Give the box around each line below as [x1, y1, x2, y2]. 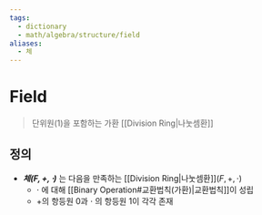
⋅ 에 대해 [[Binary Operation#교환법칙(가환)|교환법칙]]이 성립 [35, 184, 255, 195]
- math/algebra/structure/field [17, 30, 141, 39]
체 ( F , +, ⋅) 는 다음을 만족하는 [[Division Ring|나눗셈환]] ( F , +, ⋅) [22, 172, 243, 183]
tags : [9, 13, 30, 23]
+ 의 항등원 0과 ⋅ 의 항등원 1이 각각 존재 [35, 195, 174, 206]
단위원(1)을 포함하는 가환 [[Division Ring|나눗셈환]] [31, 118, 214, 128]
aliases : [9, 38, 43, 48]
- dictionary [17, 22, 67, 31]
